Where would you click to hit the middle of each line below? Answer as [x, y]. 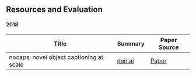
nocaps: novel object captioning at [56, 57]
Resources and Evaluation [55, 10]
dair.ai [125, 61]
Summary [131, 43]
